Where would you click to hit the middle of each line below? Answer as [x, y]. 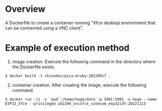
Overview [25, 9]
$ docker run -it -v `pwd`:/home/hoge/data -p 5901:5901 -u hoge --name [81, 99]
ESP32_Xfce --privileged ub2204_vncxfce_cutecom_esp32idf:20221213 [76, 104]
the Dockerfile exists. [34, 67]
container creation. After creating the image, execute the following [79, 85]
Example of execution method [67, 48]
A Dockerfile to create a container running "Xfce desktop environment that [80, 23]
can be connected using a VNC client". [44, 28]
